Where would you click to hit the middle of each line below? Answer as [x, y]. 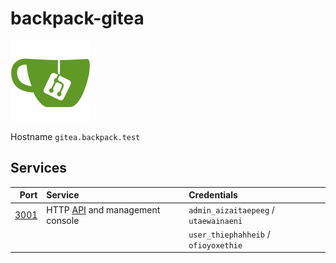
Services [39, 168]
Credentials [213, 195]
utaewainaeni [215, 221]
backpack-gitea [77, 18]
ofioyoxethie [215, 245]
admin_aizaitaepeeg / [231, 209]
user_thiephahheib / [229, 234]
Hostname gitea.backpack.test [75, 136]
